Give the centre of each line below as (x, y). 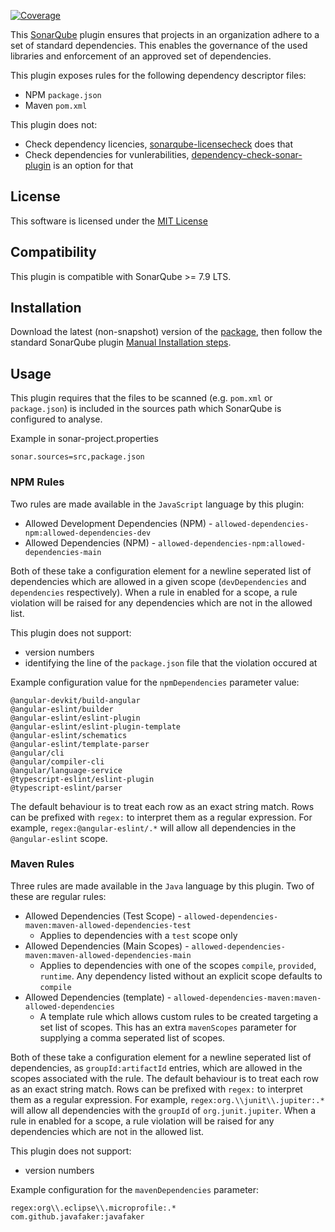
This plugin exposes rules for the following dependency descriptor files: (158, 75)
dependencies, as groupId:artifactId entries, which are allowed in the (156, 1067)
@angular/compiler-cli (57, 761)
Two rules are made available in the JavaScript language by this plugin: (157, 504)
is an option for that (93, 165)
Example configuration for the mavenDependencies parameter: (135, 1189)
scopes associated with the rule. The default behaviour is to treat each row (164, 1078)
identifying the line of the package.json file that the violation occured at (171, 662)
